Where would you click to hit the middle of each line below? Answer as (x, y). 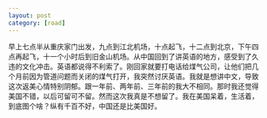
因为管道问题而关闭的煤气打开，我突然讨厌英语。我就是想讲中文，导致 (144, 76)
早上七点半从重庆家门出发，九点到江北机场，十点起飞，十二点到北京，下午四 (133, 46)
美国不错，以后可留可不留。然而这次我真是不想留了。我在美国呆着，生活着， (133, 96)
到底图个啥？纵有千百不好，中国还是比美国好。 (85, 106)
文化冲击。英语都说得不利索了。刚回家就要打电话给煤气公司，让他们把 (137, 66)
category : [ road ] (37, 23)
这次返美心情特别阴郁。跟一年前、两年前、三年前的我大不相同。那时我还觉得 (133, 86)
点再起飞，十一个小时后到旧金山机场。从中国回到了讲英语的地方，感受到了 (130, 56)
